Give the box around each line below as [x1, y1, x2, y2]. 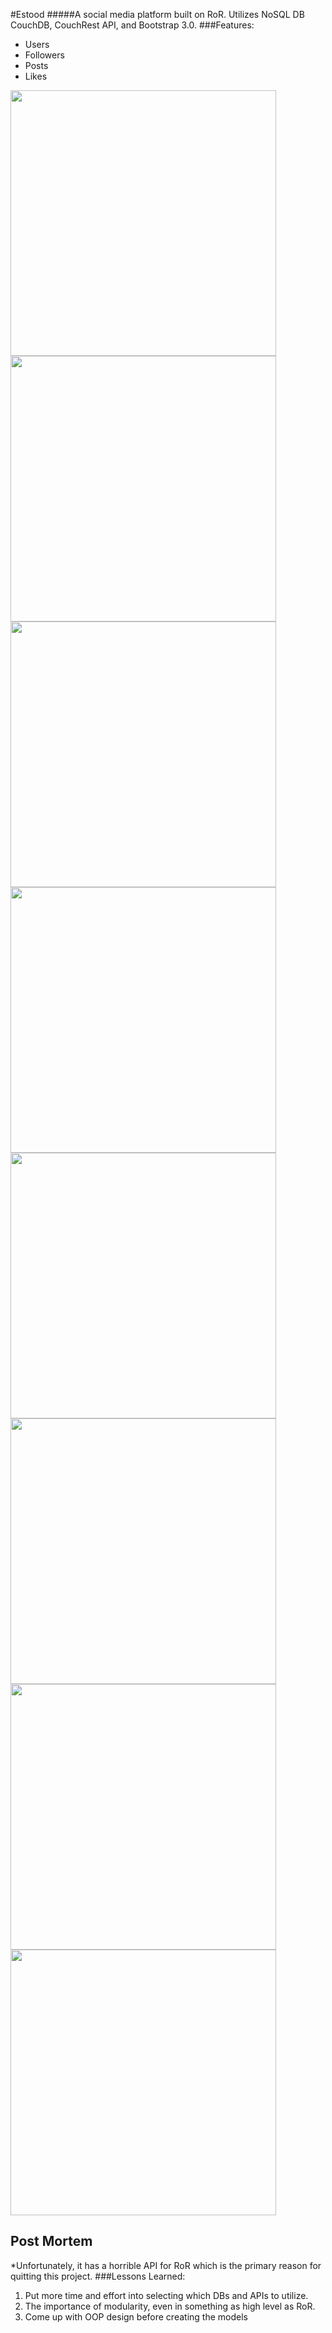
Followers [24, 49, 65, 61]
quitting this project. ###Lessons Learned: [10, 2270, 186, 2282]
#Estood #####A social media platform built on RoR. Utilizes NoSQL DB [10, 9, 305, 20]
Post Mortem [10, 2233, 93, 2250]
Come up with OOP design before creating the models [24, 2310, 248, 2323]
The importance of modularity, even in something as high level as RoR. [24, 2300, 316, 2312]
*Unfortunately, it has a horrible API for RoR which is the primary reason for [10, 2259, 322, 2271]
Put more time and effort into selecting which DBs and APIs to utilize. [24, 2289, 309, 2301]
